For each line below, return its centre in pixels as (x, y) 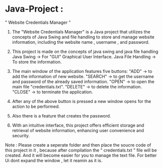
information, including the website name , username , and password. (81, 42)
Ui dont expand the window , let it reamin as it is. (54, 160)
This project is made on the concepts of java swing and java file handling (85, 51)
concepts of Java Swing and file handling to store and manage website (83, 37)
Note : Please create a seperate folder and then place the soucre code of (78, 145)
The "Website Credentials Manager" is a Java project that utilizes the (81, 32)
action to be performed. (36, 106)
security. (21, 135)
